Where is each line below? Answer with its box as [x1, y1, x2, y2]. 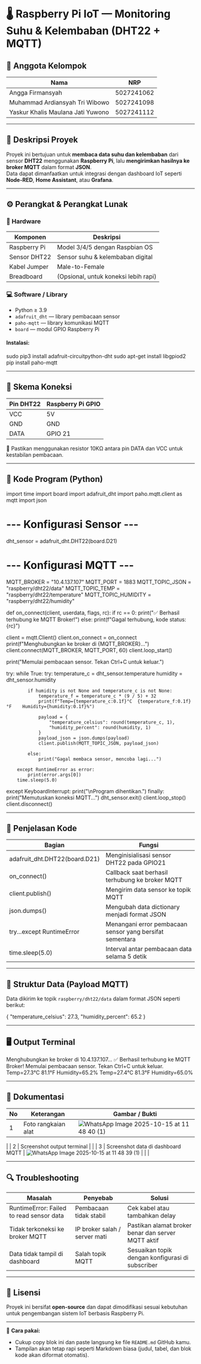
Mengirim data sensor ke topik [105, 886, 191, 894]
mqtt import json [6, 496, 47, 503]
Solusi [150, 1194, 169, 1202]
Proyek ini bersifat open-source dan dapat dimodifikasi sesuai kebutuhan [6, 1303, 188, 1311]
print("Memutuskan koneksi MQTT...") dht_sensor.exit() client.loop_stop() [6, 794, 187, 801]
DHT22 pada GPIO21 [105, 859, 166, 867]
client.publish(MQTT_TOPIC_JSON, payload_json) [38, 740, 160, 747]
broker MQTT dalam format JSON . [6, 163, 92, 170]
